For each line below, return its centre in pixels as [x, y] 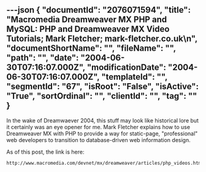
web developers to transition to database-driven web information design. [99, 140]
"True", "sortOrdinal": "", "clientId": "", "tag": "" [102, 96]
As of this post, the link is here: [45, 152]
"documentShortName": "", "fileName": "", [91, 48]
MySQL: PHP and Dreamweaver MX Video [88, 29]
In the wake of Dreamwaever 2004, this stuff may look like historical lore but [103, 120]
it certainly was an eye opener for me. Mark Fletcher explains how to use [98, 127]
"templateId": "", [134, 77]
